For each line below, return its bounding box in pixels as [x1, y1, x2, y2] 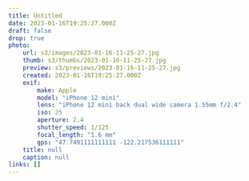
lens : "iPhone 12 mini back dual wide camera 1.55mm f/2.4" [37, 101, 242, 109]
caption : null [22, 153, 70, 161]
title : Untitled [8, 11, 62, 20]
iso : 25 [37, 109, 62, 117]
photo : [8, 42, 30, 50]
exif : [22, 78, 42, 86]
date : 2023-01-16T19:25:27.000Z [8, 19, 116, 27]
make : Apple [37, 86, 78, 95]
